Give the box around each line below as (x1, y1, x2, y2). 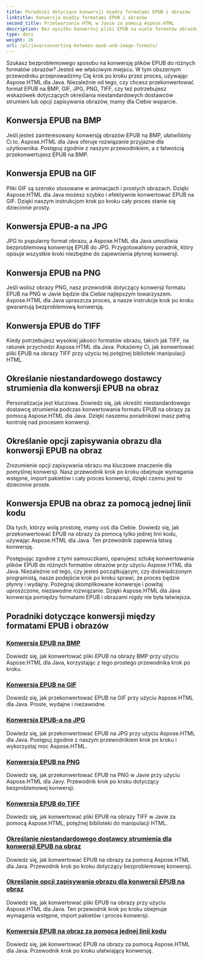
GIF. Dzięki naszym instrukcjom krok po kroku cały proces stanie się (6, 197, 176, 205)
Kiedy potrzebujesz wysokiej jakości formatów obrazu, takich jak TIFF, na (6, 337, 189, 344)
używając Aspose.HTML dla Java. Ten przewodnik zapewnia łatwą (6, 537, 172, 544)
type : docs (6, 31, 34, 38)
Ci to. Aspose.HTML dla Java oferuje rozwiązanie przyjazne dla (6, 137, 164, 145)
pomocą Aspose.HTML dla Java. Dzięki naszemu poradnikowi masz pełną (6, 412, 190, 419)
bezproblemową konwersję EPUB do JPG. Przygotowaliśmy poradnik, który (6, 243, 194, 251)
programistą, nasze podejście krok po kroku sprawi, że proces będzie (6, 574, 180, 581)
